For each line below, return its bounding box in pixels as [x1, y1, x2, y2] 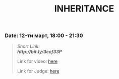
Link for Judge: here [17, 68, 59, 74]
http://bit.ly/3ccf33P [17, 48, 62, 55]
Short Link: [17, 43, 40, 49]
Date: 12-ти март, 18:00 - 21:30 [5, 32, 84, 39]
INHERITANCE [54, 3, 114, 14]
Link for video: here [17, 58, 58, 64]
